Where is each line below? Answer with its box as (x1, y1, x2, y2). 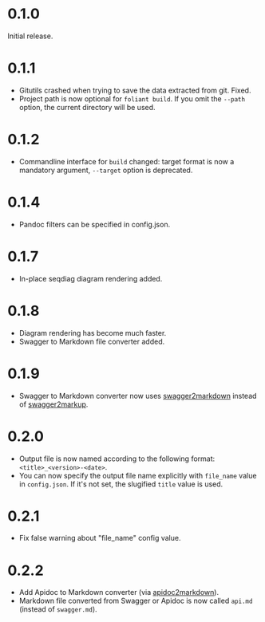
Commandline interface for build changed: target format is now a (18, 156, 235, 166)
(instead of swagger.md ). (18, 604, 97, 614)
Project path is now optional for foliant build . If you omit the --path (18, 93, 245, 104)
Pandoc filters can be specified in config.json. (18, 219, 171, 229)
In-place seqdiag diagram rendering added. (18, 274, 163, 283)
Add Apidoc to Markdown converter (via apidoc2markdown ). (18, 588, 220, 597)
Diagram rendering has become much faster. (18, 328, 167, 337)
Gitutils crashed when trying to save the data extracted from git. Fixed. (18, 85, 251, 95)
